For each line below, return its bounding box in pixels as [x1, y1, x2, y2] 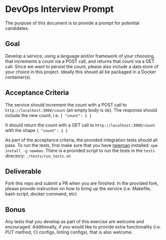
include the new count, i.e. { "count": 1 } [5, 112, 92, 118]
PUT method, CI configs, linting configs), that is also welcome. [5, 229, 133, 235]
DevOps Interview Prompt [5, 3, 114, 15]
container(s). [5, 74, 31, 80]
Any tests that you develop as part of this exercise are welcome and [5, 219, 144, 225]
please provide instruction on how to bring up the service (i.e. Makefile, [5, 186, 152, 192]
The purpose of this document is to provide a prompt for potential [5, 20, 140, 26]
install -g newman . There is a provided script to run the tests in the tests [5, 147, 155, 153]
